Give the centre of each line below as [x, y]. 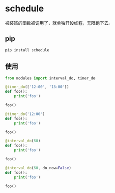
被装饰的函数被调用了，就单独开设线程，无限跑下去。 [59, 23]
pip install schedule [27, 50]
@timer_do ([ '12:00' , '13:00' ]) [37, 87]
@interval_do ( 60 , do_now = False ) [38, 168]
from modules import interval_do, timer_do [50, 78]
